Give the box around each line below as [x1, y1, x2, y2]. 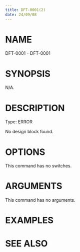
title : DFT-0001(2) [5, 7, 46, 13]
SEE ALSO [5, 237, 48, 249]
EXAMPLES [5, 215, 53, 226]
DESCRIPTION [5, 102, 65, 114]
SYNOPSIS [5, 68, 51, 79]
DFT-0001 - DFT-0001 [5, 50, 51, 56]
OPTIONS [5, 146, 45, 157]
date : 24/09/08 [5, 12, 37, 17]
